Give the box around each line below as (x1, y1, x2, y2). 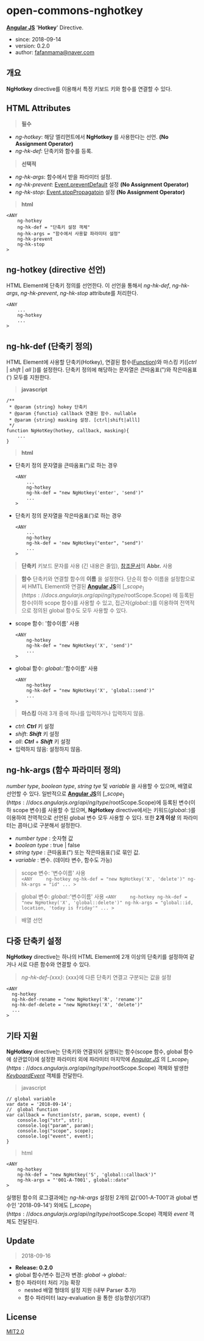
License (6, 1312, 37, 1323)
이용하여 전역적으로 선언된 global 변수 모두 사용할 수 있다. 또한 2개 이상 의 (6, 814, 182, 821)
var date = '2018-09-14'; (6, 1101, 72, 1108)
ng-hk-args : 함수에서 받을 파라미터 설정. (15, 173, 112, 180)
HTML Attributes (6, 103, 71, 113)
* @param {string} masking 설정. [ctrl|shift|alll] (9, 417, 141, 424)
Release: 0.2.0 (15, 1264, 53, 1271)
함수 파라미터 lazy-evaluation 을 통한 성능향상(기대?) (24, 1293, 151, 1301)
